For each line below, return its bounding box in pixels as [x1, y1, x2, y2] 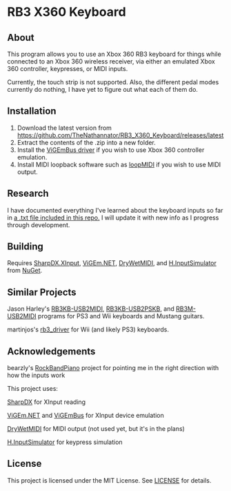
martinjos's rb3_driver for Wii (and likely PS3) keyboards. [7, 325, 170, 334]
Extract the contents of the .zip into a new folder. [17, 138, 157, 146]
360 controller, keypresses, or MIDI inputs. [7, 65, 128, 73]
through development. [7, 220, 70, 229]
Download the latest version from [17, 124, 112, 132]
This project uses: [7, 385, 59, 393]
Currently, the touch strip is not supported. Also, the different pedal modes [7, 78, 219, 86]
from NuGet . [7, 267, 43, 275]
